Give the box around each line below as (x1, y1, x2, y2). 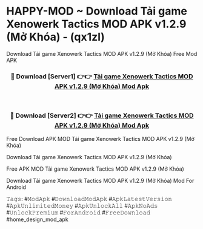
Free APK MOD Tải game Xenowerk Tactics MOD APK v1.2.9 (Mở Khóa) (6, 165, 185, 173)
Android (6, 183, 26, 191)
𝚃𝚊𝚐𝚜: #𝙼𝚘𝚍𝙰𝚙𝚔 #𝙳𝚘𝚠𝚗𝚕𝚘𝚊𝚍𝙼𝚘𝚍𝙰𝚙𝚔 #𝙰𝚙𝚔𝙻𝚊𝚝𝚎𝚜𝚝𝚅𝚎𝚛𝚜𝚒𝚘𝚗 (6, 195, 173, 202)
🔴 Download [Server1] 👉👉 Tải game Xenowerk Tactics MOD (10, 72, 193, 80)
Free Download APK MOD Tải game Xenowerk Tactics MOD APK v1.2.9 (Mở (6, 135, 195, 142)
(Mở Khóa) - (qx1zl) (6, 30, 105, 44)
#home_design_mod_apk (6, 216, 68, 223)
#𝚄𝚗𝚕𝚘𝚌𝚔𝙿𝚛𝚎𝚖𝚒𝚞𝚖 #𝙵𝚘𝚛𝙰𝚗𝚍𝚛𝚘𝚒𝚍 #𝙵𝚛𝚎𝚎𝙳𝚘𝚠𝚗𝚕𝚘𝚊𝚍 (6, 208, 150, 216)
